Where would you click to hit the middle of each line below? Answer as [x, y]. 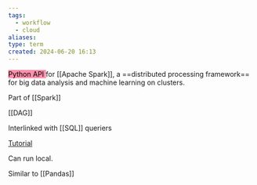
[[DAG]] [20, 113]
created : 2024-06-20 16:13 [52, 52]
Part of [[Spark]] [34, 98]
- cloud [28, 30]
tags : [17, 15]
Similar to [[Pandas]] [41, 174]
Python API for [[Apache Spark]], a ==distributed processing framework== [129, 74]
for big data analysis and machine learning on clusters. [97, 82]
